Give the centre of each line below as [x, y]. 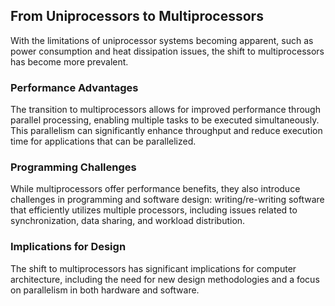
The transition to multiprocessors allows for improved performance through [165, 110]
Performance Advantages [74, 87]
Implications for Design [68, 247]
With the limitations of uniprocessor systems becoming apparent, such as [162, 40]
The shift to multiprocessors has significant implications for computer [153, 268]
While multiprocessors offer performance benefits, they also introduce [155, 189]
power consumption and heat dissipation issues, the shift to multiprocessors [167, 51]
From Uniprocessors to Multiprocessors [137, 16]
